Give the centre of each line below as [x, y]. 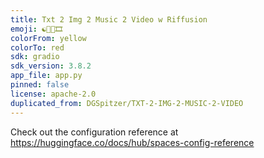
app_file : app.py [46, 76]
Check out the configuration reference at [94, 132]
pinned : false [40, 85]
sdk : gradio [35, 57]
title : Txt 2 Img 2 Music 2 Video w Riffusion [109, 19]
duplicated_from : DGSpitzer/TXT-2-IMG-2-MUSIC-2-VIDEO [127, 103]
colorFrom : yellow [48, 38]
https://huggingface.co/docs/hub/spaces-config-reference [132, 142]
